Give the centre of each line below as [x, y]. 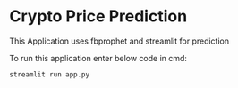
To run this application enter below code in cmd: [98, 58]
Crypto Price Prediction [98, 16]
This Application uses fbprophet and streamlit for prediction [119, 41]
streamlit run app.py [50, 74]
